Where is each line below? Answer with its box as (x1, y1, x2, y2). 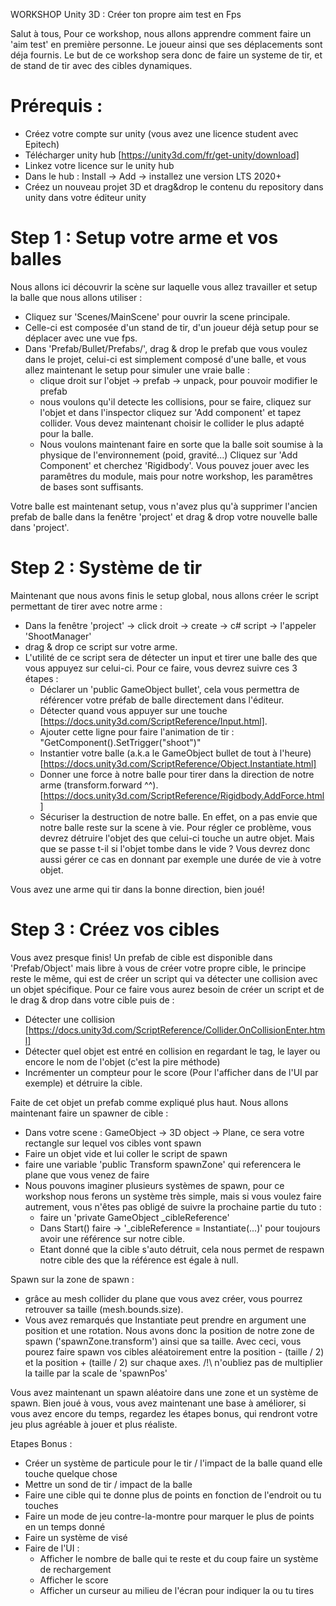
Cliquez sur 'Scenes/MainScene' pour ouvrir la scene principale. (24, 310, 291, 323)
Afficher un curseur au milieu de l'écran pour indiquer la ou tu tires (39, 1584, 315, 1596)
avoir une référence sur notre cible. (39, 1232, 185, 1244)
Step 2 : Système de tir (10, 557, 203, 579)
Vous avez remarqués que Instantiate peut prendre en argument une (24, 1314, 307, 1326)
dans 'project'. (10, 521, 70, 533)
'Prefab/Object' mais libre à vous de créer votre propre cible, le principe (10, 962, 307, 974)
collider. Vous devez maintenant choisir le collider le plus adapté (39, 417, 305, 429)
